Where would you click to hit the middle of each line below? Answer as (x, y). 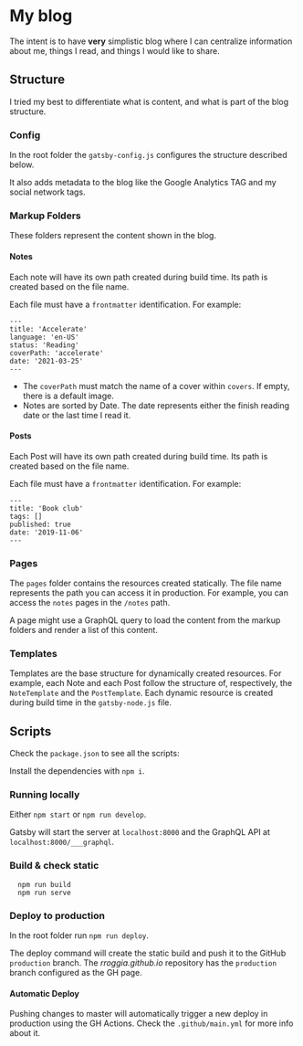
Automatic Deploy (44, 993)
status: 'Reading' (44, 345)
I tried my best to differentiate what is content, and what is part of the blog (149, 101)
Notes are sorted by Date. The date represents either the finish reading (156, 405)
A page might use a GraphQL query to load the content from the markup (145, 620)
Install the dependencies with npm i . (77, 771)
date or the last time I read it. (77, 415)
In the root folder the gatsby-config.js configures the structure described (148, 155)
